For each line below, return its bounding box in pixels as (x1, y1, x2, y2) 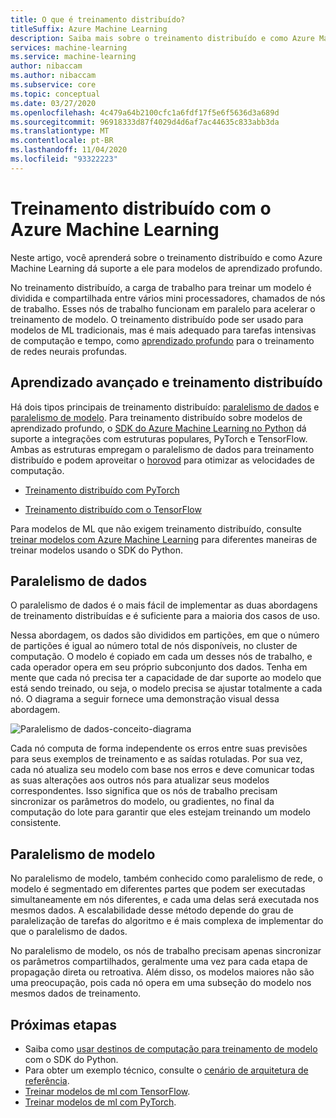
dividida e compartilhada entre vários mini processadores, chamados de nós (10, 292, 326, 304)
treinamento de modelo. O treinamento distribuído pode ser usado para (10, 313, 304, 325)
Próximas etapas (10, 1016, 117, 1033)
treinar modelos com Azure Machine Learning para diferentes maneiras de (10, 533, 318, 545)
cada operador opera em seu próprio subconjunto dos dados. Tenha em (10, 661, 308, 673)
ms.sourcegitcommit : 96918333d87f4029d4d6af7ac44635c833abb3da (10, 117, 280, 127)
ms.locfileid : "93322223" (10, 154, 118, 164)
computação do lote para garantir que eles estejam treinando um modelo (10, 806, 311, 818)
